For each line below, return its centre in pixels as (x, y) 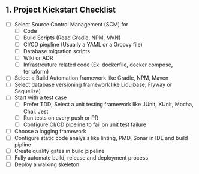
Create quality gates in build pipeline (59, 151)
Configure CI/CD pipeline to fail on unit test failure (85, 124)
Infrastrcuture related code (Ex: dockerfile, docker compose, (98, 65)
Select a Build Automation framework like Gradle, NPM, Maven (91, 78)
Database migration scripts (57, 51)
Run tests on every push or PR (61, 117)
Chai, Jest (36, 111)
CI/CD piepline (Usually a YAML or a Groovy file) (83, 45)
